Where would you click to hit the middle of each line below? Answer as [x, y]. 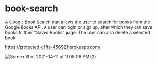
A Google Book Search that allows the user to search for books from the [78, 22]
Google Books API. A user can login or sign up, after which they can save [79, 27]
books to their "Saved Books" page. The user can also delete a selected [78, 32]
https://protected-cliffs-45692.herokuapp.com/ [53, 47]
